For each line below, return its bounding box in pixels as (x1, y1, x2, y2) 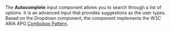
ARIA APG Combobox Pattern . (5, 20, 68, 26)
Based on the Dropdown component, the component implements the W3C (5, 15, 161, 21)
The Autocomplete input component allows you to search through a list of (5, 5, 162, 10)
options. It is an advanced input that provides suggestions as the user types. (5, 10, 166, 16)
